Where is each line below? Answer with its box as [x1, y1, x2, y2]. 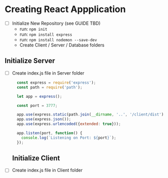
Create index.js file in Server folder [12, 70, 85, 76]
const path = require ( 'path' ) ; [17, 85, 83, 90]
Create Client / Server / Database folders [19, 42, 104, 48]
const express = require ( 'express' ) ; [17, 80, 96, 85]
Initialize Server [5, 56, 55, 65]
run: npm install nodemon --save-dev [19, 37, 97, 42]
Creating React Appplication [5, 4, 126, 15]
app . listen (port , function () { [17, 131, 83, 136]
